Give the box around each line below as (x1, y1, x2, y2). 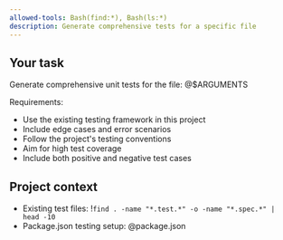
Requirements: (9, 97, 63, 108)
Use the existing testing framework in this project (22, 114, 206, 125)
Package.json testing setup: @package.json (22, 221, 186, 232)
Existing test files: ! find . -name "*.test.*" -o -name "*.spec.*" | (22, 203, 276, 214)
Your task (9, 55, 65, 71)
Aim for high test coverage (22, 143, 122, 154)
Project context (9, 178, 98, 195)
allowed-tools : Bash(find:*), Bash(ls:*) (9, 13, 168, 23)
